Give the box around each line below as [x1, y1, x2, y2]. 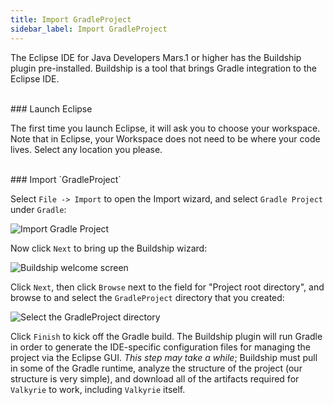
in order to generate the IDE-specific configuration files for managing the [10, 341, 311, 353]
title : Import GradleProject [10, 14, 132, 25]
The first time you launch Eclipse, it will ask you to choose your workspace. [10, 122, 321, 134]
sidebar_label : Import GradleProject [10, 24, 168, 34]
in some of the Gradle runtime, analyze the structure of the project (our [10, 362, 303, 374]
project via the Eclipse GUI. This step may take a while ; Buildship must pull [10, 351, 318, 363]
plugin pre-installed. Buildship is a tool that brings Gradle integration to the [10, 62, 317, 74]
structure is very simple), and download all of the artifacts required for [10, 372, 300, 385]
